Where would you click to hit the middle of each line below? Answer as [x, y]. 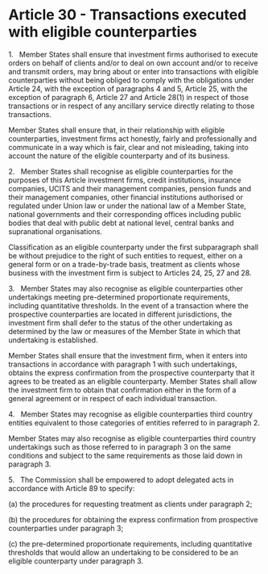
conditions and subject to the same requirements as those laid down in [126, 455]
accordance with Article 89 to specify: [72, 488]
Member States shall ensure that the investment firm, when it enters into [128, 355]
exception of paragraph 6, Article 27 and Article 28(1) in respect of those [129, 97]
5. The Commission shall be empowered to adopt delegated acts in [121, 480]
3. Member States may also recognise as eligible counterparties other [126, 288]
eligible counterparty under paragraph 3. [76, 561]
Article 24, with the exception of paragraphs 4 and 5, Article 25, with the [128, 88]
